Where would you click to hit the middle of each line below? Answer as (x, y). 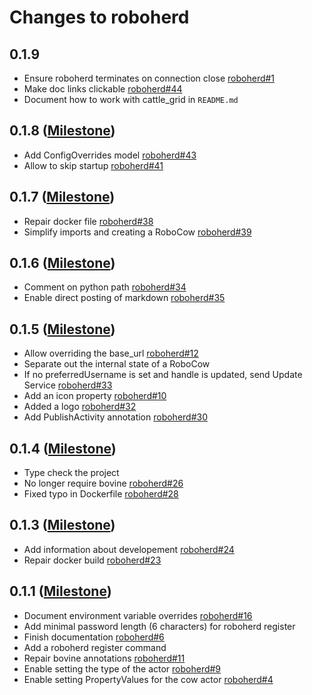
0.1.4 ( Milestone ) (63, 448)
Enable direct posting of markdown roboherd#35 (124, 298)
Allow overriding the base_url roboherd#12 (111, 353)
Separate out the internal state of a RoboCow (117, 364)
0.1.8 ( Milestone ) (62, 131)
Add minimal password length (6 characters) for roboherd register (159, 626)
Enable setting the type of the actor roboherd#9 (122, 668)
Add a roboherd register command (95, 647)
